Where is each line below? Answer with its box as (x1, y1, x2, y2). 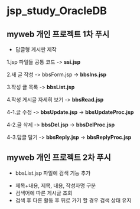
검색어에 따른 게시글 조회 (15, 189, 73, 196)
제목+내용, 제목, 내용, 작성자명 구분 (15, 182, 96, 189)
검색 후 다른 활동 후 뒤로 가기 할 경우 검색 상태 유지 (15, 197, 132, 204)
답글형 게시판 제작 (15, 46, 57, 53)
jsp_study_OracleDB (6, 4, 107, 18)
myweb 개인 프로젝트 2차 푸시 (6, 152, 111, 163)
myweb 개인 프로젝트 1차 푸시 (6, 29, 110, 39)
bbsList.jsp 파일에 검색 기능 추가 (15, 169, 91, 177)
